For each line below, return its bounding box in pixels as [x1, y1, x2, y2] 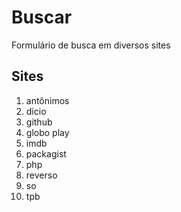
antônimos [25, 94, 70, 106]
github [25, 116, 53, 128]
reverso [25, 169, 58, 181]
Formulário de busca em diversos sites [11, 39, 171, 51]
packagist [25, 147, 67, 160]
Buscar [11, 6, 73, 29]
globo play [25, 126, 70, 138]
